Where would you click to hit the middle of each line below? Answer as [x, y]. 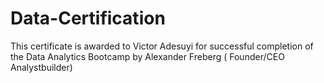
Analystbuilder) [41, 67]
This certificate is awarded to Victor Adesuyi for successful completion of [162, 46]
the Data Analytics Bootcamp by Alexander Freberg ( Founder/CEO [147, 56]
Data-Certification [88, 18]
